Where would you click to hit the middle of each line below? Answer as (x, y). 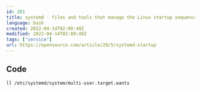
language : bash (25, 23)
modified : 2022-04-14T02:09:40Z (46, 34)
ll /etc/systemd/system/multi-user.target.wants (68, 83)
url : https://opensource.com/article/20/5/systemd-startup (81, 45)
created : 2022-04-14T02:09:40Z (45, 28)
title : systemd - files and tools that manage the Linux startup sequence (101, 17)
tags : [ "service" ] (29, 39)
